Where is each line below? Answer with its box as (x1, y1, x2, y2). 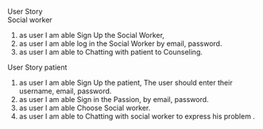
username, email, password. (18, 86, 112, 96)
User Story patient (7, 63, 68, 72)
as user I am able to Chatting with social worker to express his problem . (18, 112, 256, 121)
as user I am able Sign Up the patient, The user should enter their (18, 78, 233, 87)
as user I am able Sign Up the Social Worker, (18, 31, 164, 40)
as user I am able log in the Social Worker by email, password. (18, 39, 222, 48)
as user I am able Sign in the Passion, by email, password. (18, 95, 209, 104)
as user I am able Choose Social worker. (18, 103, 151, 112)
